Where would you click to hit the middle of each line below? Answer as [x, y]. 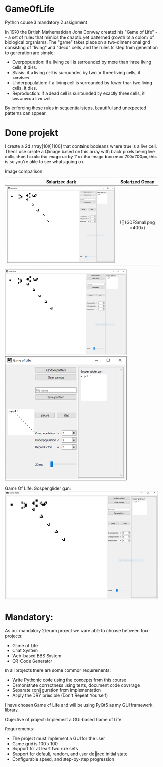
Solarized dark [61, 182]
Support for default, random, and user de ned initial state [70, 754]
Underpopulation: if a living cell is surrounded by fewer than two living [82, 83]
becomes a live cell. [32, 98]
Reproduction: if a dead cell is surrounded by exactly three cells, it [78, 93]
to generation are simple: [30, 53]
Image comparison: [24, 171]
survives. [21, 78]
